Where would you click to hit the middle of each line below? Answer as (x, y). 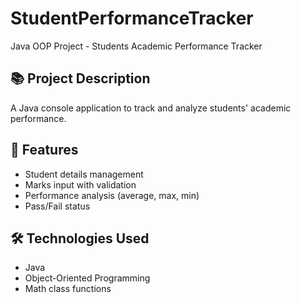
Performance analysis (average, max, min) (112, 195)
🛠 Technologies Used (80, 238)
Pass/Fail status (57, 206)
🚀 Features (44, 150)
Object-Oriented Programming (87, 278)
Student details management (84, 174)
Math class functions (68, 289)
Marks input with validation (80, 184)
